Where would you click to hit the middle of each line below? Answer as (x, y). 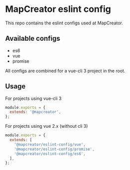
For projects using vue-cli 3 (33, 98)
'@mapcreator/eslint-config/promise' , (54, 149)
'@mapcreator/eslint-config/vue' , (50, 144)
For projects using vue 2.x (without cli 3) (47, 126)
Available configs (33, 39)
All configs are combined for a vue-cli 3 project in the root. (65, 71)
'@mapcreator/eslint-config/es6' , (50, 154)
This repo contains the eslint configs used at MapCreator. (64, 23)
